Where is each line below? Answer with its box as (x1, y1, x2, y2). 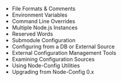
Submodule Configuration (11, 37, 76, 43)
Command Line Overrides (11, 18, 76, 24)
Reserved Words (11, 30, 53, 38)
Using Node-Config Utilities (11, 62, 80, 69)
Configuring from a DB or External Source (11, 43, 115, 50)
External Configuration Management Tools (11, 49, 117, 56)
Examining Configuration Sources (11, 56, 95, 63)
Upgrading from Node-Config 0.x (11, 68, 94, 75)
